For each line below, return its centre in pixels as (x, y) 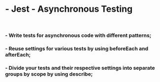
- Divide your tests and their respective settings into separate (80, 68)
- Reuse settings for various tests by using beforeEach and (77, 49)
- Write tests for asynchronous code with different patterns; (78, 35)
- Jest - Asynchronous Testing (69, 9)
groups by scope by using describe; (49, 74)
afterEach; (18, 55)
